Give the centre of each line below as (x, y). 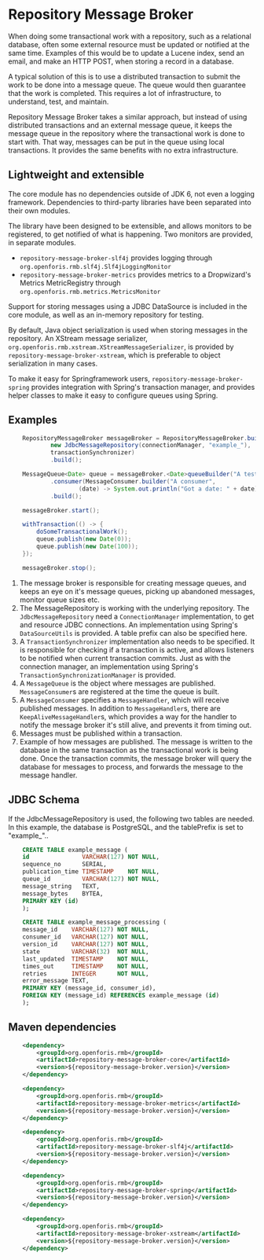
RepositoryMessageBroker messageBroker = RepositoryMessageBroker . (135, 438)
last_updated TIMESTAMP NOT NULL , (86, 959)
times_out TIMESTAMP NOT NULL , (86, 966)
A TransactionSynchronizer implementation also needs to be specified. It (137, 641)
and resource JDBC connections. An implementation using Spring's (128, 624)
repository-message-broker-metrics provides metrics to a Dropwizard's (135, 274)
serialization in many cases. (53, 363)
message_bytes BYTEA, (63, 894)
